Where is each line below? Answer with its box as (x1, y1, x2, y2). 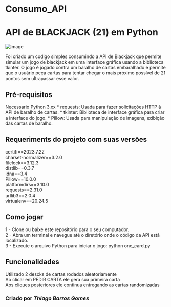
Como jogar (5, 213, 44, 221)
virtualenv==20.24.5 (5, 198, 49, 204)
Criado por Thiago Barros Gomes (5, 295, 90, 302)
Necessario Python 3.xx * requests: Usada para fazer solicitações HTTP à (5, 104, 161, 110)
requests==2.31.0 (5, 187, 42, 193)
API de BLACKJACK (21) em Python (5, 27, 159, 39)
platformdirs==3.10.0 (5, 181, 49, 187)
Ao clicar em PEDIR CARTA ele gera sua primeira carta (5, 277, 120, 283)
